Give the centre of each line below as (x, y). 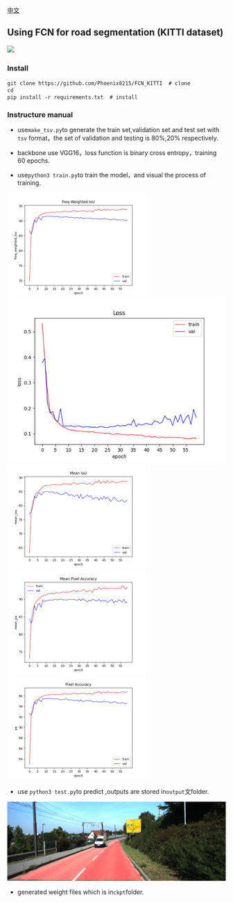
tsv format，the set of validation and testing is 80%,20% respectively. (118, 138)
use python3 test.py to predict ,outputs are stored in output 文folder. (113, 792)
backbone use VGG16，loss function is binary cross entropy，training (117, 153)
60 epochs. (34, 161)
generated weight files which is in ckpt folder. (80, 892)
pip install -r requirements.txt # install (72, 97)
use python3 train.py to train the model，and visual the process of (112, 175)
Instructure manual (40, 115)
